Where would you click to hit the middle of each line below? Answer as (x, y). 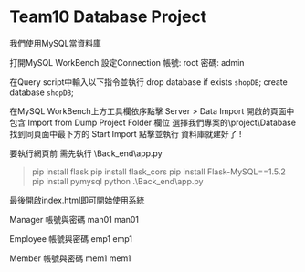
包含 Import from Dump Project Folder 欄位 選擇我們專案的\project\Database (153, 122)
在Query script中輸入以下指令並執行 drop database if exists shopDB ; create (148, 82)
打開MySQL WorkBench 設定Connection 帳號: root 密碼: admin (127, 62)
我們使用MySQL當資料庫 (56, 43)
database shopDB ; (42, 92)
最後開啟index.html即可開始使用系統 (77, 200)
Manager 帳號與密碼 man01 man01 (74, 219)
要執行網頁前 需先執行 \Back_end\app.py (86, 153)
